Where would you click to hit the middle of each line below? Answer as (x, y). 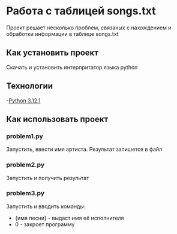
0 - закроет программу (45, 224)
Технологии (29, 86)
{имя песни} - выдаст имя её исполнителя (69, 218)
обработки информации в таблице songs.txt (62, 34)
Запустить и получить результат (48, 178)
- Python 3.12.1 (23, 101)
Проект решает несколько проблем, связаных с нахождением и (89, 28)
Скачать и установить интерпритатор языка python (72, 67)
